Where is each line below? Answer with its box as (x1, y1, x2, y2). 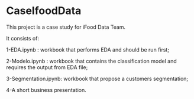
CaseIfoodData (6, 4, 82, 18)
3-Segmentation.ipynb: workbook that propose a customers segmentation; (6, 75, 189, 82)
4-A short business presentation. (6, 86, 87, 93)
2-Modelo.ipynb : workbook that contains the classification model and (6, 57, 177, 64)
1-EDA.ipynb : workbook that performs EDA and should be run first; (6, 46, 170, 53)
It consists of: (6, 35, 40, 42)
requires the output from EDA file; (6, 63, 88, 71)
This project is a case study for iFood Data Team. (6, 23, 126, 30)
